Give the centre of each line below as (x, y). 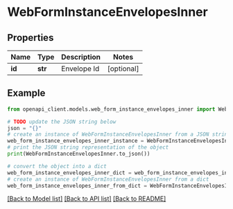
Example (26, 93)
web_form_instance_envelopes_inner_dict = (69, 173)
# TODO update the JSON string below (62, 122)
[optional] (123, 69)
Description (81, 57)
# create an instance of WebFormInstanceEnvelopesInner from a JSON (108, 135)
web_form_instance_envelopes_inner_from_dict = (77, 185)
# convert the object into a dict (57, 166)
